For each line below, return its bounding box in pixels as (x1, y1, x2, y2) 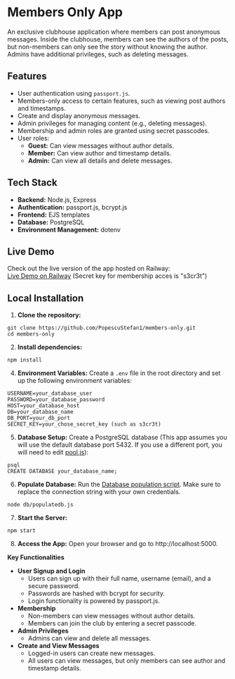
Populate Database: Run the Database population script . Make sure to (17, 480, 221, 489)
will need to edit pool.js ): (17, 448, 89, 457)
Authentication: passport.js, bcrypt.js (17, 203, 128, 211)
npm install (7, 357, 42, 364)
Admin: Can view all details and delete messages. (27, 156, 173, 165)
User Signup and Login (17, 567, 86, 576)
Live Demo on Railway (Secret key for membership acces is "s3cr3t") (7, 272, 208, 280)
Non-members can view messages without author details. (27, 611, 196, 620)
